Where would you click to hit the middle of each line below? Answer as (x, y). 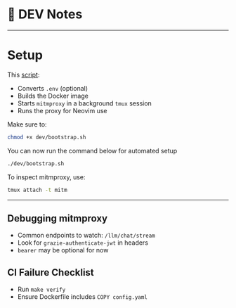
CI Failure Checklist (51, 272)
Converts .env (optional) (53, 88)
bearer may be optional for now (63, 250)
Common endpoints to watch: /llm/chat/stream (86, 236)
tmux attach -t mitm (38, 190)
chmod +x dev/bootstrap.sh (47, 137)
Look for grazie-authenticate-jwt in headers (83, 243)
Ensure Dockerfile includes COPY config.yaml (82, 297)
